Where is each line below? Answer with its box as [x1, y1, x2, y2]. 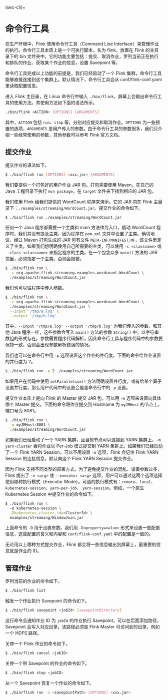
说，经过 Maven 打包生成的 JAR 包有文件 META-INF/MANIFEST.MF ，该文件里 [5, 237, 157, 243]
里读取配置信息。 [5, 83, 40, 89]
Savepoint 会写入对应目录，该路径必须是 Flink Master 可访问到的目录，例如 [5, 623, 160, 629]
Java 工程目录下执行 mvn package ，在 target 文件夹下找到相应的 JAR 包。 [5, 188, 156, 194]
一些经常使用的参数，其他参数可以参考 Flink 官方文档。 [9, 132, 122, 138]
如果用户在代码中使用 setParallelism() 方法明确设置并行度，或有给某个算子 [5, 378, 162, 384]
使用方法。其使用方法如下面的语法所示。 [13, 100, 97, 106]
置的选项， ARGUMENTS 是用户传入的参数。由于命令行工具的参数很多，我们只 [5, 125, 158, 132]
